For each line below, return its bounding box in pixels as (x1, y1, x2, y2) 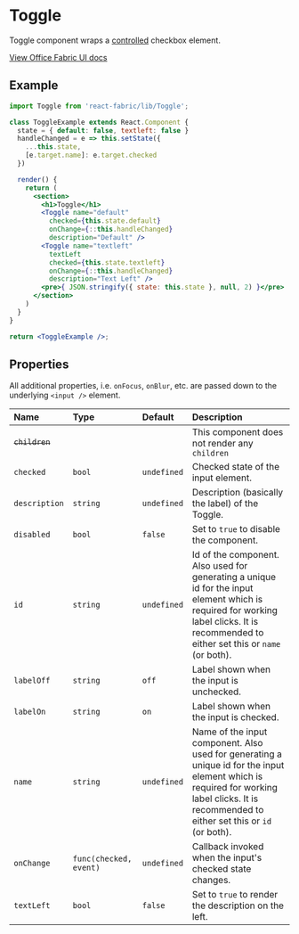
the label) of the (191, 497, 259, 510)
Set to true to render (191, 889, 279, 901)
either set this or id (191, 815, 272, 827)
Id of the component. (191, 549, 280, 561)
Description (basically (191, 487, 284, 499)
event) (72, 863, 101, 873)
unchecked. (191, 685, 242, 698)
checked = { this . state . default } (48, 217, 162, 225)
